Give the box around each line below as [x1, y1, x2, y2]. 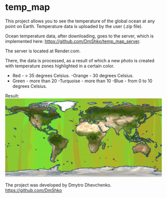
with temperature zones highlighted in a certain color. [5, 63, 115, 69]
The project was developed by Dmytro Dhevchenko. [5, 182, 112, 188]
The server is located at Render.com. [5, 48, 81, 54]
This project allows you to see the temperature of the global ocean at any [5, 18, 155, 24]
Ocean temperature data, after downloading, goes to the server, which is [5, 33, 154, 39]
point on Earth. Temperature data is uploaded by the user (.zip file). [5, 23, 143, 29]
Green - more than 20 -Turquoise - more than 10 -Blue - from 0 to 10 [12, 78, 153, 84]
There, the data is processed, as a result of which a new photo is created [5, 57, 155, 63]
